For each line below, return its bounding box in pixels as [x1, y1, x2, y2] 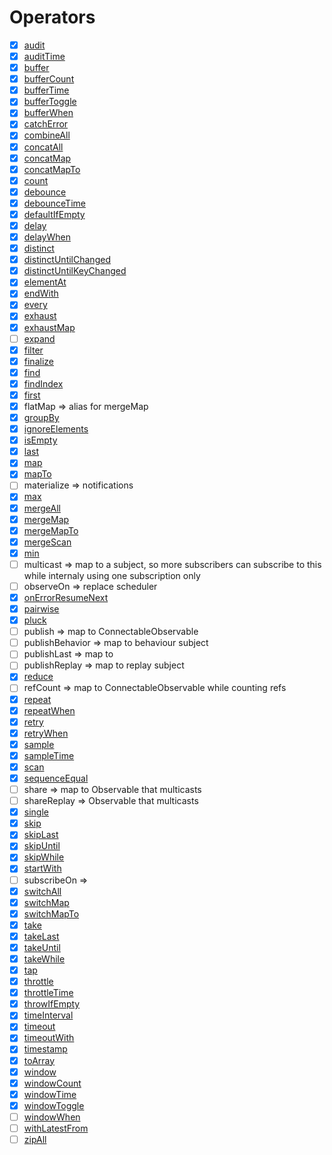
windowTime [23, 1088, 77, 1100]
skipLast [23, 829, 59, 841]
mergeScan [23, 536, 72, 548]
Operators [9, 6, 96, 29]
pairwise [23, 603, 60, 615]
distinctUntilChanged [23, 254, 111, 266]
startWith [23, 862, 62, 875]
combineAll [23, 129, 71, 141]
